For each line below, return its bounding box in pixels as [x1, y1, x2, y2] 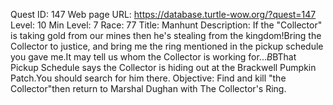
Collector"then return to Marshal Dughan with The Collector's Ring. [10, 83, 287, 94]
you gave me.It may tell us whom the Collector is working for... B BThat [10, 51, 297, 63]
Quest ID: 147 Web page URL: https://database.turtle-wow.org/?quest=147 [10, 9, 317, 20]
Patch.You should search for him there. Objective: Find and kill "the [10, 72, 287, 84]
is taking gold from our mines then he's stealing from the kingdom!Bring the [10, 30, 322, 41]
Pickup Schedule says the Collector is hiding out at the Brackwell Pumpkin [10, 62, 317, 73]
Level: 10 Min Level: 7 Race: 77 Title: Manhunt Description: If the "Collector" [10, 19, 323, 31]
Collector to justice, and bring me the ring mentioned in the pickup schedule [10, 40, 324, 52]
